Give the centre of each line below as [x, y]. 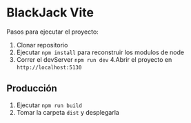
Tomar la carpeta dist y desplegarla [68, 112]
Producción [32, 88]
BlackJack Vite [50, 13]
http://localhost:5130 [49, 67]
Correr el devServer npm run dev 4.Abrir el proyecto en [94, 59]
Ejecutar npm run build [49, 105]
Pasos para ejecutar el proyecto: [53, 32]
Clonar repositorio [42, 45]
